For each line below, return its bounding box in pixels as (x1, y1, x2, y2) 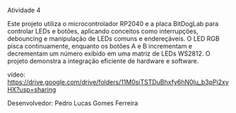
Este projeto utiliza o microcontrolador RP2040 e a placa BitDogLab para (7, 20, 219, 27)
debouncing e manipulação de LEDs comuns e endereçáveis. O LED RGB (7, 34, 220, 43)
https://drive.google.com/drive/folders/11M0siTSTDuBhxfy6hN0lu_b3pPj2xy (7, 78, 230, 86)
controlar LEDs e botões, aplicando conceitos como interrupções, (7, 27, 199, 35)
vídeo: (7, 70, 26, 79)
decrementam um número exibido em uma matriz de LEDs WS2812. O (7, 49, 211, 58)
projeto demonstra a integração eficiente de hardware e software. (7, 57, 199, 65)
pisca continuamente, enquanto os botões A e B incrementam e (7, 42, 193, 50)
